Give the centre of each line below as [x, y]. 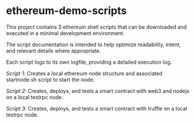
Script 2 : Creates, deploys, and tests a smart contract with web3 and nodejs [98, 91]
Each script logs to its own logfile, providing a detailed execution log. [89, 62]
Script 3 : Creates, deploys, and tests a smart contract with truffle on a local [97, 108]
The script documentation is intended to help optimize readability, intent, [94, 44]
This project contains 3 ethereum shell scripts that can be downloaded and [97, 27]
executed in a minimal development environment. [65, 33]
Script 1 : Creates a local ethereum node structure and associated [84, 73]
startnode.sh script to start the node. [50, 80]
